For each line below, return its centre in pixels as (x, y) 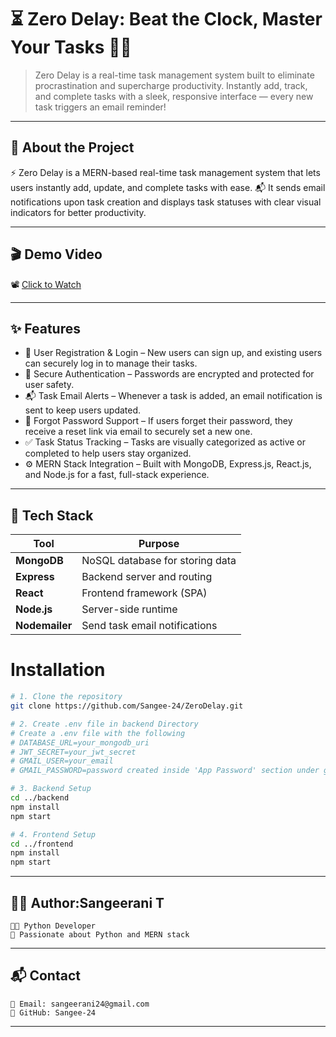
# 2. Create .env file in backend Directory (104, 724)
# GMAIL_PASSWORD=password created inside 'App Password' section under (165, 771)
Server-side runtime (129, 609)
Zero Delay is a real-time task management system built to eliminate (174, 75)
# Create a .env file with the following (98, 733)
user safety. (49, 385)
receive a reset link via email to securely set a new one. (138, 432)
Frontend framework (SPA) (144, 593)
